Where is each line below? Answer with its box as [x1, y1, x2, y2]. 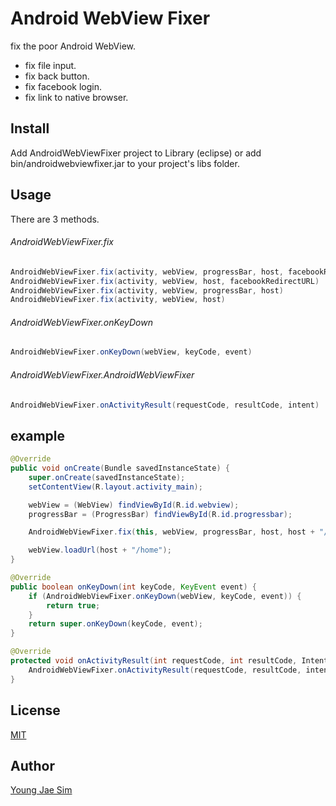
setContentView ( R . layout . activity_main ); [28, 482, 203, 492]
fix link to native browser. [24, 91, 129, 103]
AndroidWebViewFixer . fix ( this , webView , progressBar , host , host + [28, 527, 315, 537]
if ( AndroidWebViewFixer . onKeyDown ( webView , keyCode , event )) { [28, 591, 302, 601]
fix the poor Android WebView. [10, 40, 137, 52]
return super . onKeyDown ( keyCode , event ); [28, 619, 203, 629]
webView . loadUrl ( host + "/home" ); [28, 545, 172, 556]
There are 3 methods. [10, 213, 100, 225]
